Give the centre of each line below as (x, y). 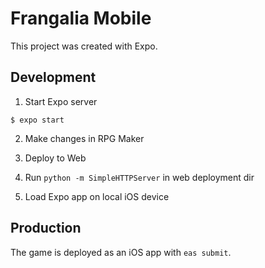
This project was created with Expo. (84, 46)
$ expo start (37, 120)
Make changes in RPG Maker (84, 138)
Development (53, 77)
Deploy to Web (55, 158)
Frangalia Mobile (81, 18)
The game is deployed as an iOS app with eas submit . (121, 252)
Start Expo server (61, 101)
